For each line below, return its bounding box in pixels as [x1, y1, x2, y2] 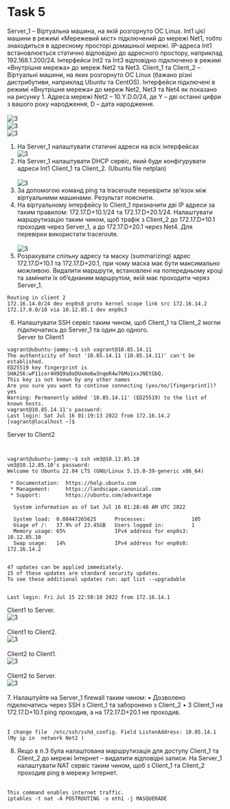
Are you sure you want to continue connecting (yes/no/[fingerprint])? [7, 382, 216, 389]
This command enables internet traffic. [7, 789, 125, 796]
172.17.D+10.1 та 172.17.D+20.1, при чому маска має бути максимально [16, 259, 220, 267]
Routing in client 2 [7, 294, 67, 301]
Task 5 [7, 4, 46, 20]
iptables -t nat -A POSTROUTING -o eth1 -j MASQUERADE [7, 795, 168, 802]
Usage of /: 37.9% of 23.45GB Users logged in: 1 [13, 521, 195, 529]
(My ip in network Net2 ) [7, 734, 84, 742]
